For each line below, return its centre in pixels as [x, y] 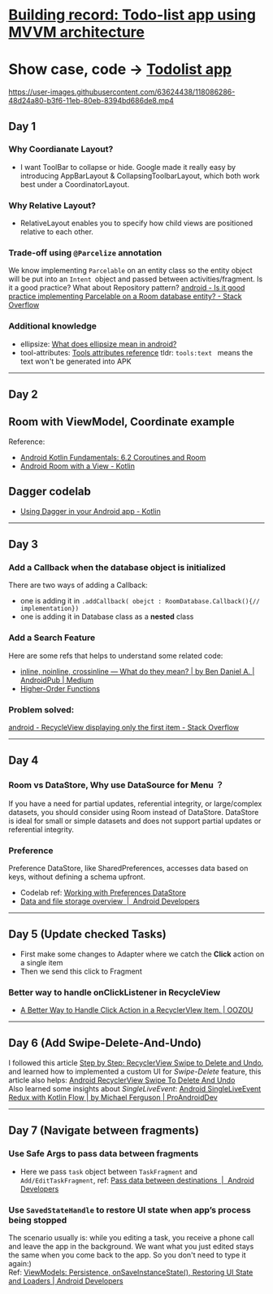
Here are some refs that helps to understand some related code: [116, 656]
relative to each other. [56, 232]
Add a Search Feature [52, 638]
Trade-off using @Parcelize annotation [85, 253]
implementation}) [50, 609]
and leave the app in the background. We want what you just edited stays [131, 1246]
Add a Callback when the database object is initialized [117, 568]
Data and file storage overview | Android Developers [110, 901]
